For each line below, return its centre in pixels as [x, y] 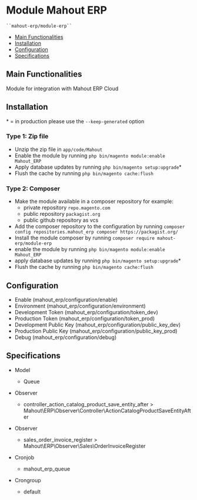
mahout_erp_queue [47, 469]
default [32, 491]
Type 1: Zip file [27, 136]
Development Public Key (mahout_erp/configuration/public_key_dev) [98, 324]
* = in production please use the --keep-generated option [75, 121]
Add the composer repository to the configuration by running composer [100, 226]
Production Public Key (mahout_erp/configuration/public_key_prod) [96, 331]
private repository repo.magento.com [67, 208]
